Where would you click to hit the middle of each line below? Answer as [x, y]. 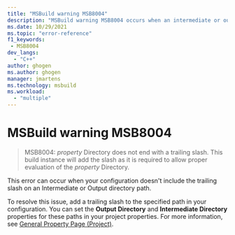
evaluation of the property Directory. [77, 167]
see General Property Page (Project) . [60, 224]
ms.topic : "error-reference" [50, 33]
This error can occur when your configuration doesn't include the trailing [112, 180]
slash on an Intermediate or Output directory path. [79, 188]
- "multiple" [33, 99]
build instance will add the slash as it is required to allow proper [116, 159]
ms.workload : [26, 92]
